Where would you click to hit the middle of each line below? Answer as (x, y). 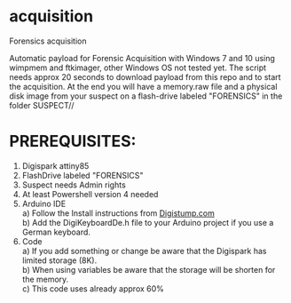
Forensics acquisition (48, 41)
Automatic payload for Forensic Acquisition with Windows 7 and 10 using (142, 58)
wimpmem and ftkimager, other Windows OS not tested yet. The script (138, 68)
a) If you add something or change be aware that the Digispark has (144, 251)
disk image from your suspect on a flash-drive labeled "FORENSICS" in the (146, 96)
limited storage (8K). (59, 260)
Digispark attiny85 (55, 165)
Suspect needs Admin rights (74, 185)
